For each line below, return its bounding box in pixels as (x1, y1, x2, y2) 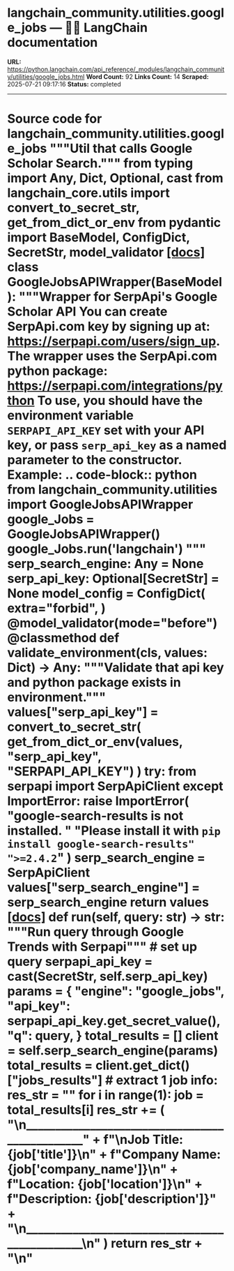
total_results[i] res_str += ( (7, 1102, 165, 1118)
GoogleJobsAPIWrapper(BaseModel (7, 274, 223, 290)
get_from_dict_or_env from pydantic (7, 215, 221, 231)
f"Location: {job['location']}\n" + (7, 1176, 203, 1192)
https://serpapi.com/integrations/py (7, 378, 223, 394)
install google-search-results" (7, 838, 195, 851)
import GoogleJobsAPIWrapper (7, 497, 194, 512)
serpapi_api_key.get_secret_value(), (7, 1013, 221, 1029)
